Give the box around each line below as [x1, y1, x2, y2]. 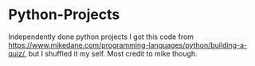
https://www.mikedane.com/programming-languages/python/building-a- [8, 40, 248, 49]
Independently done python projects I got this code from [8, 32, 194, 41]
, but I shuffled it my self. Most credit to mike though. [24, 49, 198, 58]
